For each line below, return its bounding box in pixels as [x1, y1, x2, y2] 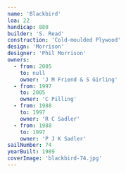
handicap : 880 [7, 23, 49, 30]
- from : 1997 [13, 83, 52, 90]
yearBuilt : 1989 [7, 148, 55, 155]
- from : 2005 [13, 63, 52, 70]
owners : [7, 56, 30, 64]
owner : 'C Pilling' [20, 96, 77, 103]
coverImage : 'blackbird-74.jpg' [7, 155, 102, 162]
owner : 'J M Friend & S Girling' [20, 76, 118, 83]
